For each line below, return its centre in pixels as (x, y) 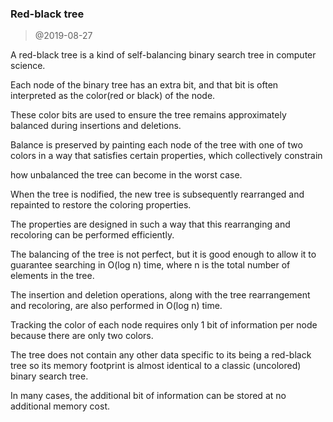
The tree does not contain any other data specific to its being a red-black (161, 355)
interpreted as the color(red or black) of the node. (113, 96)
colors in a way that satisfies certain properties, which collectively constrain (166, 156)
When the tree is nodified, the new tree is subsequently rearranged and (157, 194)
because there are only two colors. (82, 336)
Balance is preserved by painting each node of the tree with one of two (156, 145)
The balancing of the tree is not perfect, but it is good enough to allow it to (163, 254)
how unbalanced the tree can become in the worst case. (126, 175)
